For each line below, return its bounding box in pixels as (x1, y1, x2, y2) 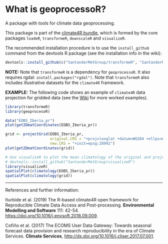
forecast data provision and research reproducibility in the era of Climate (5, 228, 155, 234)
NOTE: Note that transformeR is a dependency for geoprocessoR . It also (5, 69, 150, 75)
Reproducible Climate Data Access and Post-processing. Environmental (5, 202, 154, 208)
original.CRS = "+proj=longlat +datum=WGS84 (49, 136, 144, 141)
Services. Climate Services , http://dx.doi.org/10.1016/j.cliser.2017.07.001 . (5, 233, 154, 239)
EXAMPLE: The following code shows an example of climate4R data (5, 89, 145, 95)
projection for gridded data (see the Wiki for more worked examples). (5, 94, 148, 101)
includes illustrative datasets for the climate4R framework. (5, 79, 125, 86)
